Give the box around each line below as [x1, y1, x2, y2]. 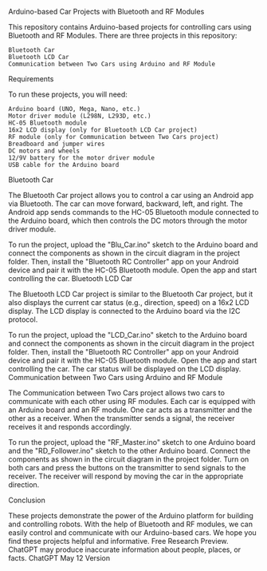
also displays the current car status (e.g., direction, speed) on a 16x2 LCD [8, 298, 249, 307]
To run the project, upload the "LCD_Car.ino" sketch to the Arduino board [8, 331, 248, 339]
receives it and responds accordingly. [8, 422, 132, 431]
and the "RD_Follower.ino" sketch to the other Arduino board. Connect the [8, 446, 251, 455]
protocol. [8, 315, 38, 324]
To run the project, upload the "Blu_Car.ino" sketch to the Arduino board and [8, 240, 258, 249]
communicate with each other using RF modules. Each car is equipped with [8, 397, 256, 406]
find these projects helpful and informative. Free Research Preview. [8, 537, 229, 545]
